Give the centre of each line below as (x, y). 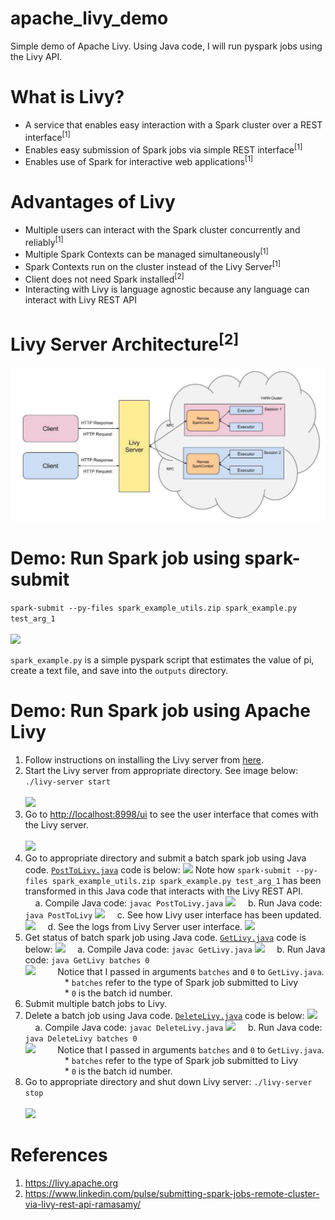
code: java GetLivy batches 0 (87, 960)
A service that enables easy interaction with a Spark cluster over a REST (173, 124)
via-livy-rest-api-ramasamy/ (83, 1204)
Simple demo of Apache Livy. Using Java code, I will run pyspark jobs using (166, 46)
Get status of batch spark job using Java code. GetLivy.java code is (165, 938)
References (59, 1155)
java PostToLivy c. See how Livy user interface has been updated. (173, 915)
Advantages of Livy (93, 202)
